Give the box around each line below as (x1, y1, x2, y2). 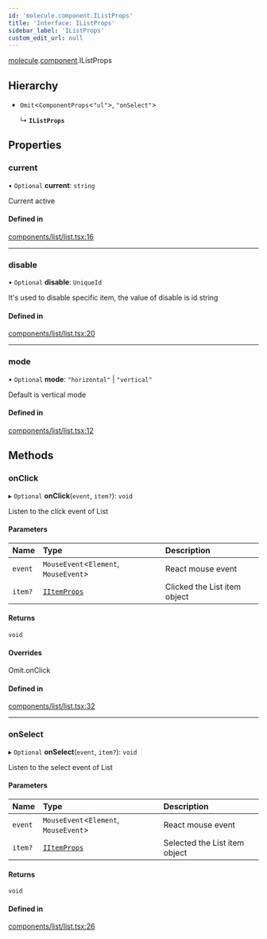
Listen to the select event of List (8, 762, 114, 772)
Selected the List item (163, 837, 245, 848)
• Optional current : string (8, 180, 95, 190)
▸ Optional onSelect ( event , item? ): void (8, 747, 137, 756)
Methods (8, 449, 54, 462)
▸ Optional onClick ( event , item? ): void (8, 491, 133, 501)
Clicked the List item (165, 581, 241, 592)
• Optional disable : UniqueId (8, 277, 102, 287)
